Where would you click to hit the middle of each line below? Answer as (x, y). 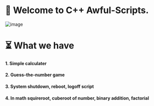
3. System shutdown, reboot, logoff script (50, 86)
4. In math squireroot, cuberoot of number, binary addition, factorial (77, 98)
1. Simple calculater (26, 63)
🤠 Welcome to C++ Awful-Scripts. (77, 10)
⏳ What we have (40, 46)
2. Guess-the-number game (35, 75)
